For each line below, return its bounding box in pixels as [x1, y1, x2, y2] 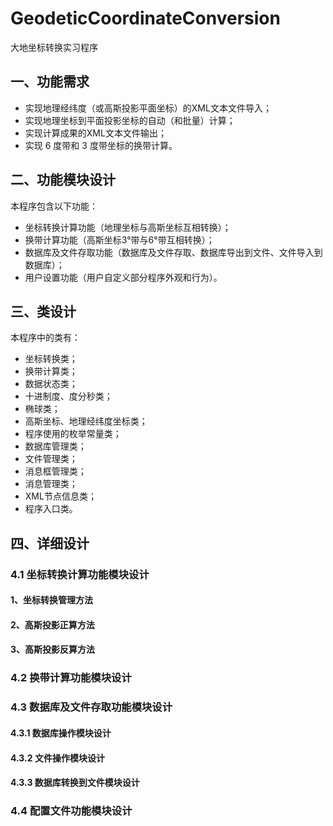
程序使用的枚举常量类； [24, 428, 122, 440]
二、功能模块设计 [10, 172, 116, 189]
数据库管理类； [24, 440, 87, 452]
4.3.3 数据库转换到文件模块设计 [10, 777, 140, 789]
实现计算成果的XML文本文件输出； [24, 127, 167, 139]
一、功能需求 [10, 73, 90, 91]
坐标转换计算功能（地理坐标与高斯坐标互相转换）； [24, 221, 232, 233]
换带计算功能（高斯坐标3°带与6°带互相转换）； [24, 233, 215, 246]
